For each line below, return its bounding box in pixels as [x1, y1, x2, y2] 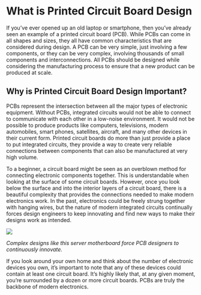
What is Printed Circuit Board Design [6, 4, 193, 18]
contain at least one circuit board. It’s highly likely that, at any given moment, [6, 270, 196, 278]
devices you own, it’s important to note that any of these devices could [6, 264, 181, 271]
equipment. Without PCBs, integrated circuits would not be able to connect [6, 108, 191, 116]
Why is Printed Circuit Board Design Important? [6, 86, 187, 97]
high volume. [6, 154, 38, 161]
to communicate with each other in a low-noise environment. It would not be [6, 115, 195, 122]
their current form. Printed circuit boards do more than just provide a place [6, 134, 191, 141]
